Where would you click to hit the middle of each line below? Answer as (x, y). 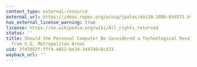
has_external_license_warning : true (51, 22)
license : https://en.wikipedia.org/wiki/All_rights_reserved (82, 28)
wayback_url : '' (26, 55)
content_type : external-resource (47, 11)
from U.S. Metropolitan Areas (48, 44)
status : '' (19, 33)
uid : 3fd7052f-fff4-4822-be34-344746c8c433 (60, 50)
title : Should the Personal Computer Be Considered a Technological (91, 38)
